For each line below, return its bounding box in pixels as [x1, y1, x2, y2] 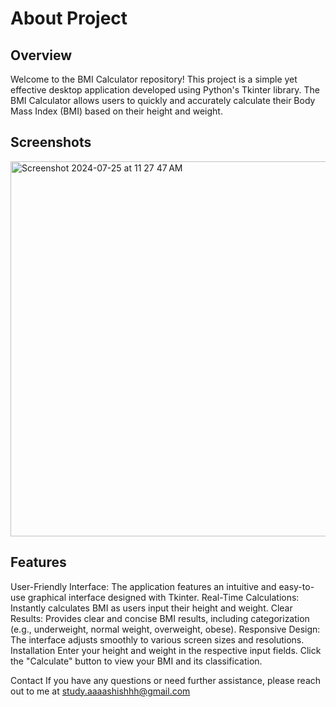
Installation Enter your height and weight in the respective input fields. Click [10, 644, 322, 656]
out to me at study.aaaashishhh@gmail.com [10, 685, 191, 697]
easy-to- [278, 580, 315, 592]
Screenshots [10, 134, 92, 151]
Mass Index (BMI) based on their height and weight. [10, 105, 223, 117]
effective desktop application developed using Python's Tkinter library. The [10, 84, 320, 96]
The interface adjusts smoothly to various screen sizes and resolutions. [10, 633, 305, 646]
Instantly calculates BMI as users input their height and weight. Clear [10, 602, 293, 614]
